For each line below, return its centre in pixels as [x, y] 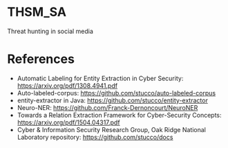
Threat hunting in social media [50, 31]
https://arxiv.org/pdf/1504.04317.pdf [68, 122]
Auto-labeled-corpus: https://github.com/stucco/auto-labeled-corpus [116, 93]
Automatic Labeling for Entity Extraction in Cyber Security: [100, 78]
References [41, 59]
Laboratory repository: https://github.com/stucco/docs [95, 137]
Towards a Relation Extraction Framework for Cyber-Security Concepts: [120, 115]
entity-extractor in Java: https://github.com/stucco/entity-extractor [113, 100]
